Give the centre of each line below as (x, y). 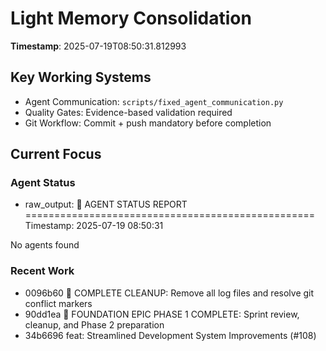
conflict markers (58, 303)
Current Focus (56, 154)
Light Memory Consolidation (131, 18)
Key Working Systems (81, 77)
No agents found (45, 245)
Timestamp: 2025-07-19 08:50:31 (94, 226)
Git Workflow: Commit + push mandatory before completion (148, 123)
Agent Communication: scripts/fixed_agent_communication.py (154, 101)
